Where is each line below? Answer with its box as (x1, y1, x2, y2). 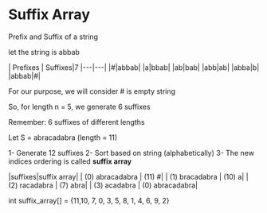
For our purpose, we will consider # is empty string (8, 86, 176, 96)
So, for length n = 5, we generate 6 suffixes (8, 102, 151, 111)
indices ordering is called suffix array (8, 157, 132, 166)
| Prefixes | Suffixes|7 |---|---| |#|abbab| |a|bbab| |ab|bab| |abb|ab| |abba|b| (8, 62, 260, 72)
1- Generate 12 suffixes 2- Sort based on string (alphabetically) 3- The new (8, 148, 255, 157)
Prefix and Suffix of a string (8, 32, 98, 41)
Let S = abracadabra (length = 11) (8, 133, 118, 142)
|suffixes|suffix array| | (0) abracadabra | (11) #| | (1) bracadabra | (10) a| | (8, 172, 249, 181)
